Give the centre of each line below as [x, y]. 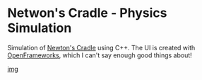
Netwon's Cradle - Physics [87, 13]
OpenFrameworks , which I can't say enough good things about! [100, 55]
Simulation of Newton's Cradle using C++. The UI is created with [101, 47]
